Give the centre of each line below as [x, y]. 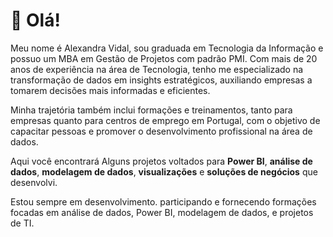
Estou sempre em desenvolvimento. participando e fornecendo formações [163, 201]
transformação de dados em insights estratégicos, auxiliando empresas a [161, 80]
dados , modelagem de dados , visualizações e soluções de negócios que [164, 171]
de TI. [22, 223]
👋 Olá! [35, 20]
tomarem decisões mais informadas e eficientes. [110, 90]
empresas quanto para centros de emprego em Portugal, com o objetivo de [165, 120]
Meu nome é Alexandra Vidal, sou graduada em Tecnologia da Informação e [167, 48]
